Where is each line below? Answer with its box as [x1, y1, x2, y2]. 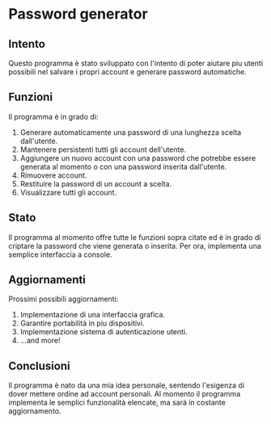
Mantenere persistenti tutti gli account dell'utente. [19, 145, 187, 154]
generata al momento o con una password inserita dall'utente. [19, 162, 227, 171]
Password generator [8, 5, 148, 23]
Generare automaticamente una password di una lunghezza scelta [19, 127, 242, 137]
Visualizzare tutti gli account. [19, 187, 117, 197]
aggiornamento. [8, 406, 62, 416]
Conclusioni [8, 359, 70, 372]
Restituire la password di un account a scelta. [19, 178, 172, 188]
